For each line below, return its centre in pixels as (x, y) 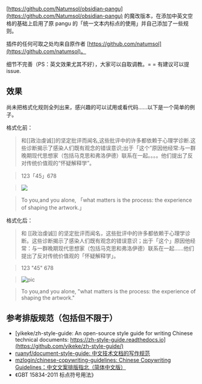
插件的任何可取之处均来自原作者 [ (48, 44)
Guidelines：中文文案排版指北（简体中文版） (71, 367)
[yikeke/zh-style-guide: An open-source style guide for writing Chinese (104, 333)
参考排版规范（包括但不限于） (62, 318)
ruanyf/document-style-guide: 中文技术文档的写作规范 (82, 353)
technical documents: (42, 339)
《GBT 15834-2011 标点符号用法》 (55, 374)
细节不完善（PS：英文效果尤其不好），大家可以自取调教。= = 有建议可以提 (98, 64)
